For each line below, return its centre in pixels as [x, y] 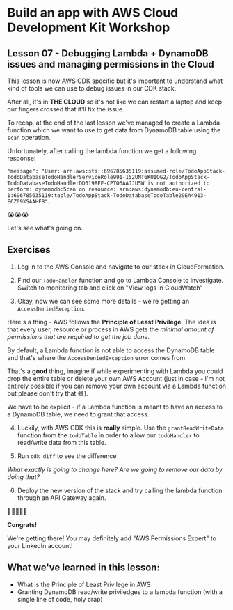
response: [22, 158]
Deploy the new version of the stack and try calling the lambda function [120, 490]
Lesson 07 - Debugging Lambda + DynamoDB [108, 53]
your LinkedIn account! [40, 545]
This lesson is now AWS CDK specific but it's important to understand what [115, 81]
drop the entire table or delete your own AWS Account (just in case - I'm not [116, 378]
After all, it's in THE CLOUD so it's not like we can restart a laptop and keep [115, 102]
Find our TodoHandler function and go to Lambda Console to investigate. [120, 280]
